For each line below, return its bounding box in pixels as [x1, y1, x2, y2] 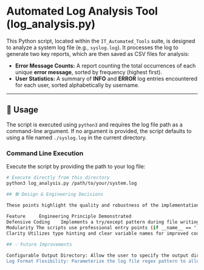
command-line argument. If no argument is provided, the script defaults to [6, 127, 192, 134]
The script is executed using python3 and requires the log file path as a [6, 120, 183, 128]
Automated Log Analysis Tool [6, 4, 158, 18]
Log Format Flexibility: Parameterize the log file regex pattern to [6, 258, 186, 264]
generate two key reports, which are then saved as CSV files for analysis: [6, 50, 189, 57]
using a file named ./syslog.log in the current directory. [6, 134, 147, 141]
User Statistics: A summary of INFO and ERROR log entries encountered [15, 75, 197, 82]
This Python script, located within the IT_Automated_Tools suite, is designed [6, 37, 195, 44]
